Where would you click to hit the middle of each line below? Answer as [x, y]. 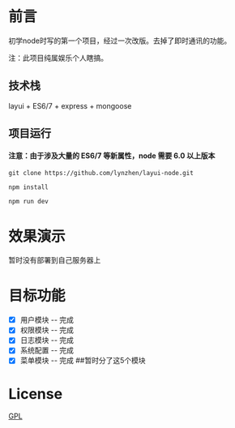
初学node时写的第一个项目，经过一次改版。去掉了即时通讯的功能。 [120, 41]
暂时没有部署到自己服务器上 [55, 260]
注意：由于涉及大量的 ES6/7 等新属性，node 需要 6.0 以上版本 [112, 156]
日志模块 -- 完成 [47, 340]
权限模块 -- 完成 [47, 330]
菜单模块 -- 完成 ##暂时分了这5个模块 [83, 361]
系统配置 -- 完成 [47, 350]
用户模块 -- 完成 [47, 320]
